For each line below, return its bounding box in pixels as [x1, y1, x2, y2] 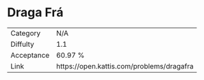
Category [10, 28, 41, 38]
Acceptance [10, 50, 50, 60]
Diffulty [10, 39, 34, 49]
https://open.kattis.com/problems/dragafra [55, 61, 194, 71]
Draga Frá [7, 5, 64, 20]
